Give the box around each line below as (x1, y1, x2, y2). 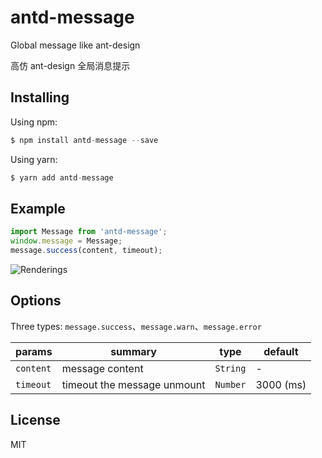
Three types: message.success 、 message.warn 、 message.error (10, 320, 262, 332)
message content (61, 361, 144, 375)
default (263, 344, 299, 358)
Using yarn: (10, 153, 58, 165)
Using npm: (10, 116, 58, 128)
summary (110, 344, 157, 358)
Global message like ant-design (10, 39, 141, 51)
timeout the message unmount (61, 377, 206, 391)
